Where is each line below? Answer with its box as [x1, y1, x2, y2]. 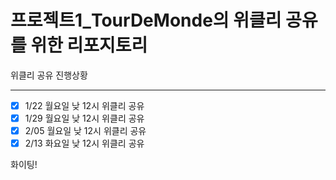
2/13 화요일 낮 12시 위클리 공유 [24, 137, 145, 150]
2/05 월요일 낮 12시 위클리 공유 [24, 125, 147, 137]
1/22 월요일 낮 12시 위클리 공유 [24, 99, 145, 111]
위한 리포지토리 [30, 34, 148, 57]
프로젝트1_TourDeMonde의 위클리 [10, 9, 282, 32]
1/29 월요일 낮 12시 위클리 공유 [24, 112, 145, 124]
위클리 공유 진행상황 [10, 69, 88, 81]
